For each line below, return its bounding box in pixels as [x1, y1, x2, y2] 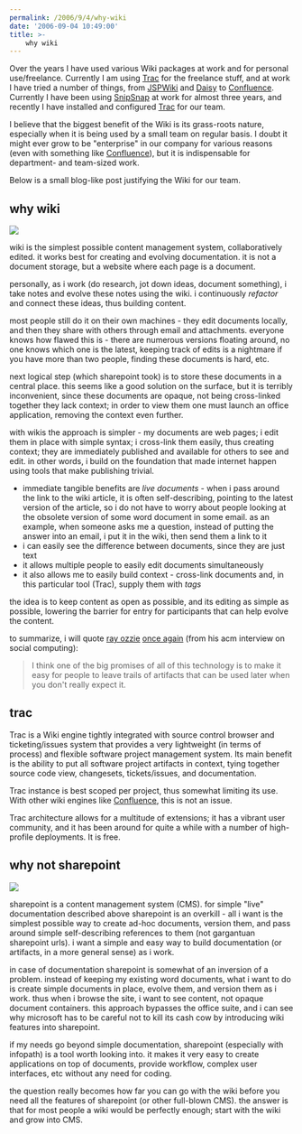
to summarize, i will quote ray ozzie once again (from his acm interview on [9, 633, 286, 644]
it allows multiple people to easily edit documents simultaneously [22, 560, 264, 571]
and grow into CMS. [9, 1114, 84, 1125]
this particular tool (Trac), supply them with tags [22, 579, 202, 590]
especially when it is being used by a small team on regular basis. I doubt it [9, 128, 288, 140]
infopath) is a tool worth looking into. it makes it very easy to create [9, 1048, 260, 1059]
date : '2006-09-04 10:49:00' [9, 22, 119, 31]
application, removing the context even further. [9, 410, 184, 421]
